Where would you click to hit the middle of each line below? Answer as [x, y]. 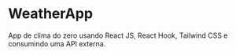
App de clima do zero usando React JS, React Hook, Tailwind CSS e [118, 35]
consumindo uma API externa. [57, 43]
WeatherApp [50, 14]
